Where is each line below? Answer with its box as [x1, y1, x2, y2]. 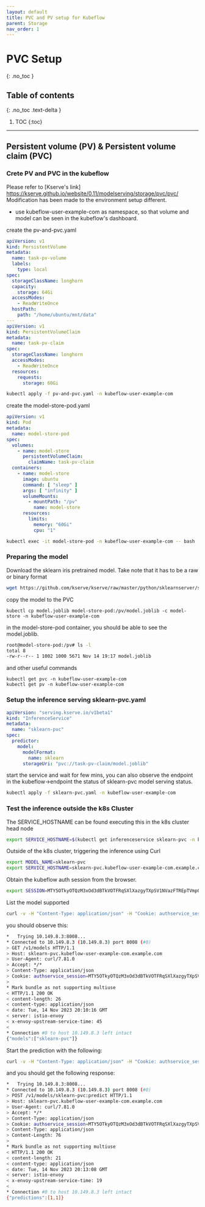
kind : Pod [6, 419, 32, 426]
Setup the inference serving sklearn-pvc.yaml [6, 696, 146, 704]
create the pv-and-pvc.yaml [6, 226, 77, 234]
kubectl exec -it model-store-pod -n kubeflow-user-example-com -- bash [6, 538, 195, 544]
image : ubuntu [22, 476, 59, 482]
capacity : [12, 283, 37, 290]
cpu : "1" [33, 527, 56, 533]
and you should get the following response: [6, 1069, 115, 1077]
